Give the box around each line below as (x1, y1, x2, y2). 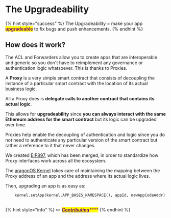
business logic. (5, 86, 37, 92)
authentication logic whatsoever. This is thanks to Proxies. (5, 65, 128, 71)
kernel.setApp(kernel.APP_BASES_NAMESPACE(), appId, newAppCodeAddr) (14, 193, 166, 198)
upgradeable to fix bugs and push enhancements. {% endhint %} (5, 25, 143, 32)
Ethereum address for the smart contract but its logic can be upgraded (5, 116, 157, 122)
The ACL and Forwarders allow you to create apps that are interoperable (5, 54, 157, 60)
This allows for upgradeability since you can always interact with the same (5, 111, 166, 117)
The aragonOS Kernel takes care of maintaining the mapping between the (5, 167, 160, 174)
